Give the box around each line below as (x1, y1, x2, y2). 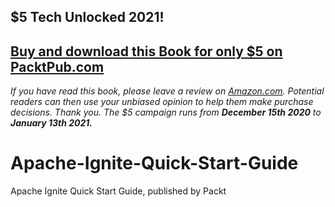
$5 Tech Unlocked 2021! (10, 9, 165, 26)
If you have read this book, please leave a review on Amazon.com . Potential (10, 85, 325, 97)
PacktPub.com (10, 58, 105, 75)
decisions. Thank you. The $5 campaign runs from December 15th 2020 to (10, 106, 322, 119)
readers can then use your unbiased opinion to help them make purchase (10, 96, 314, 108)
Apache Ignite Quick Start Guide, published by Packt (10, 185, 227, 197)
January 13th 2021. (10, 117, 93, 129)
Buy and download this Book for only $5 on (10, 43, 283, 60)
